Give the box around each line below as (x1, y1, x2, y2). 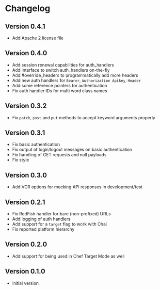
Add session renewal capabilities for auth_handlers (12, 62, 114, 68)
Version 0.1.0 (5, 267, 46, 275)
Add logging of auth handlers (12, 216, 71, 222)
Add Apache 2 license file (12, 35, 64, 41)
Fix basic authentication (12, 142, 60, 147)
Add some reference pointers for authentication (12, 82, 108, 88)
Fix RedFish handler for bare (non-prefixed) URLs (12, 211, 111, 217)
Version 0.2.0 (5, 241, 48, 249)
